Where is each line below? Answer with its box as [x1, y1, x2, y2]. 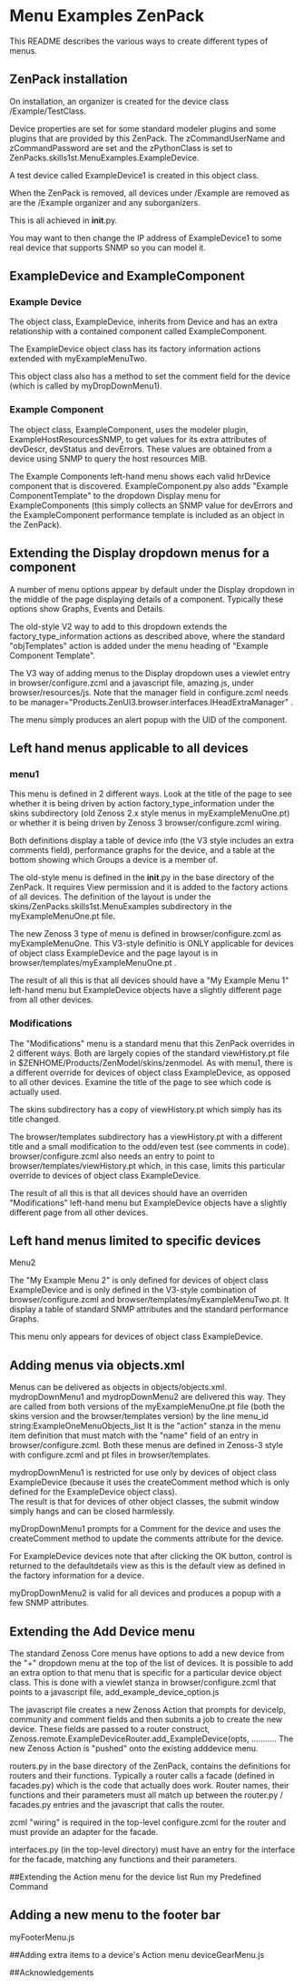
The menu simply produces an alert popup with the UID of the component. [9, 714, 288, 725]
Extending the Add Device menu [9, 1624, 195, 1639]
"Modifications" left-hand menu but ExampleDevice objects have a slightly [9, 1197, 288, 1208]
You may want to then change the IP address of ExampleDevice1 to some [9, 232, 282, 243]
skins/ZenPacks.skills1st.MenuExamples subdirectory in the [9, 901, 232, 912]
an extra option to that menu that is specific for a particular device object [9, 1667, 282, 1678]
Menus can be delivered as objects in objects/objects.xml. [9, 1382, 227, 1393]
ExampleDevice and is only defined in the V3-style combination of [9, 1284, 257, 1295]
